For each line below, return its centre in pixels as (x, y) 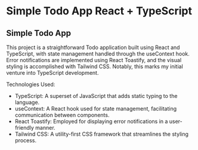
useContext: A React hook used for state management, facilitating (96, 108)
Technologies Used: (31, 84)
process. (26, 140)
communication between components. (62, 115)
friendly (24, 128)
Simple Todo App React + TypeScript (99, 11)
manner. (45, 128)
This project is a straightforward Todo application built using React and (93, 47)
